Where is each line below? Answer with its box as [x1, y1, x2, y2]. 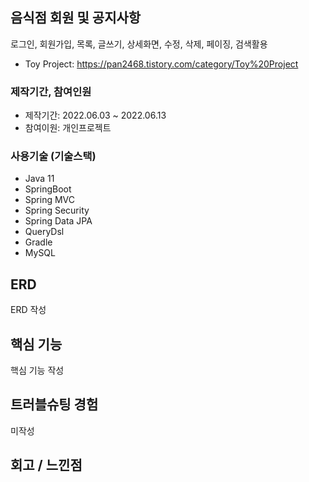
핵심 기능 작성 [10, 364, 65, 377]
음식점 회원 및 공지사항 [10, 9, 142, 27]
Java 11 [24, 173, 55, 185]
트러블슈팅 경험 [10, 396, 99, 413]
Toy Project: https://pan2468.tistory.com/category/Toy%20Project [24, 58, 299, 70]
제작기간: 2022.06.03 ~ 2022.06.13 [24, 109, 167, 122]
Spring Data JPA [24, 215, 93, 227]
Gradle [24, 236, 53, 248]
